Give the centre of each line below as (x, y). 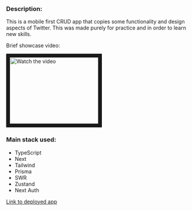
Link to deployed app (32, 202)
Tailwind (25, 165)
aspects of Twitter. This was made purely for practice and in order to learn (96, 28)
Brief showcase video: (33, 45)
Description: (24, 9)
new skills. (19, 34)
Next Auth (27, 190)
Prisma (23, 171)
